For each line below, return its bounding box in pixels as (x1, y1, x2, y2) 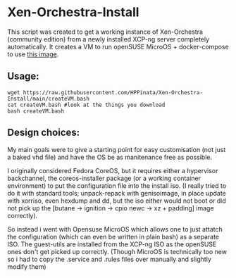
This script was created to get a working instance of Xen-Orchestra (7, 27, 203, 36)
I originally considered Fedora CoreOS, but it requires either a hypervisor (7, 166, 218, 175)
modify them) (7, 262, 46, 271)
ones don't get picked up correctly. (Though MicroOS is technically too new (7, 247, 228, 255)
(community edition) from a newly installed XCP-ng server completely (7, 34, 210, 43)
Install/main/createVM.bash (7, 95, 90, 102)
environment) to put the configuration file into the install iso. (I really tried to (7, 181, 227, 190)
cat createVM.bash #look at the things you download (7, 101, 166, 108)
